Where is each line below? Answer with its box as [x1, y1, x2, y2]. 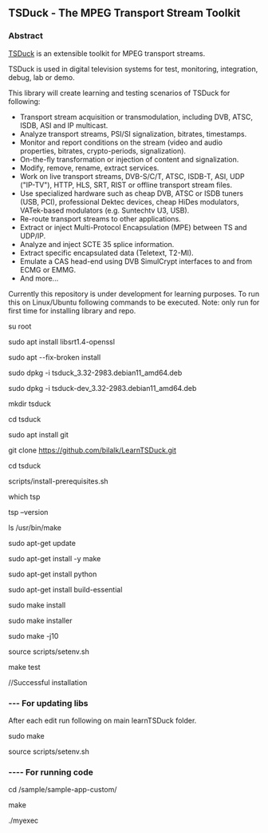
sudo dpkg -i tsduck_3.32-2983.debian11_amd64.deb [8, 368, 183, 377]
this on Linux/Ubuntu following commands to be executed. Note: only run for [8, 297, 260, 307]
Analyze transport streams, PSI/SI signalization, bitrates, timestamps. [19, 129, 247, 138]
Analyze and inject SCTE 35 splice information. [19, 239, 175, 249]
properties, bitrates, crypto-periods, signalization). [19, 145, 186, 155]
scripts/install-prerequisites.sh [8, 476, 109, 486]
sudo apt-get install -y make [8, 553, 101, 563]
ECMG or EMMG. [19, 265, 77, 274]
